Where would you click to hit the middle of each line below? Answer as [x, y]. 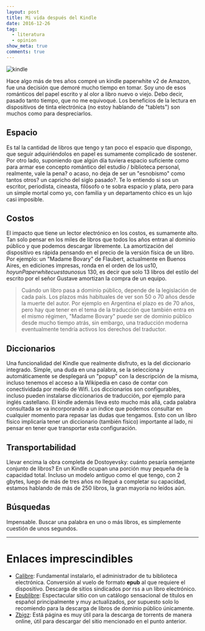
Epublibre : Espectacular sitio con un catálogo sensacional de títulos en [104, 595]
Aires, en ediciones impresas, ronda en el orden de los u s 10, [82, 266]
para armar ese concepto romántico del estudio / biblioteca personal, [93, 167]
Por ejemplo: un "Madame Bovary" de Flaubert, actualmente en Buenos [96, 259]
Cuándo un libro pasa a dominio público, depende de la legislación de [109, 290]
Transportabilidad [41, 447]
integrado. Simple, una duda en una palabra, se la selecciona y [85, 370]
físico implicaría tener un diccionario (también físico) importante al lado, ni [100, 421]
